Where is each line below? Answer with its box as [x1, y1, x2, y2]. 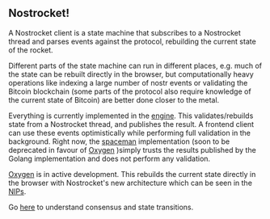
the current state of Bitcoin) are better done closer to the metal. [8, 95, 220, 104]
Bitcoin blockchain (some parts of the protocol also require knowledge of [8, 86, 252, 96]
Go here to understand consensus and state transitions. [8, 202, 194, 212]
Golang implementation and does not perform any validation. [8, 154, 211, 163]
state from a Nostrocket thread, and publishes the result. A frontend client [8, 119, 255, 128]
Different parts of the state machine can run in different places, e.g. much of [8, 61, 263, 70]
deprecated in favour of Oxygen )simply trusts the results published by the [8, 145, 256, 154]
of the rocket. [8, 44, 54, 55]
